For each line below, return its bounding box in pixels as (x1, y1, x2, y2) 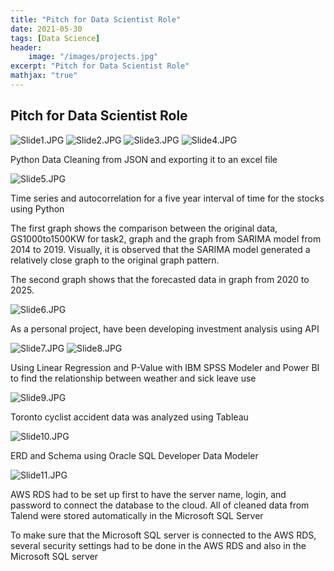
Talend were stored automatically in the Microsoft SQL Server (10, 509, 264, 521)
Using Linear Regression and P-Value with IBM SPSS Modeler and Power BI (10, 361, 320, 373)
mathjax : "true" (10, 71, 78, 81)
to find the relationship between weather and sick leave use (10, 372, 257, 384)
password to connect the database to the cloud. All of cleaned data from (10, 499, 310, 511)
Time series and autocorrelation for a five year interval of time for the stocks (10, 192, 325, 204)
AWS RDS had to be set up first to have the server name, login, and (10, 488, 287, 500)
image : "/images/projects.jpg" (28, 52, 159, 62)
